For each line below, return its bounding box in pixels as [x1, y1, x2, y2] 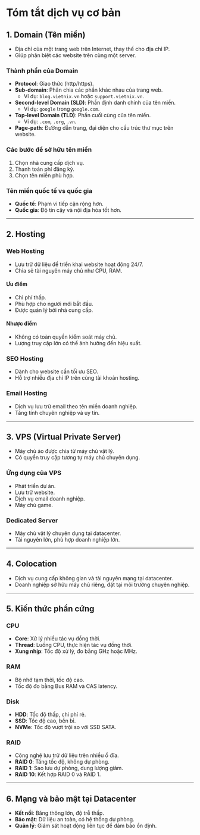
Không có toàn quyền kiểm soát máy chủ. [14, 333, 117, 340]
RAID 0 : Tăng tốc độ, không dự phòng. [14, 758, 110, 765]
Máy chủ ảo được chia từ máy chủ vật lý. [14, 448, 114, 455]
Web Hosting [6, 247, 45, 255]
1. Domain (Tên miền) [6, 30, 86, 40]
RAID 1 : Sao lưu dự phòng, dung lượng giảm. [14, 765, 124, 772]
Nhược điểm [6, 320, 37, 327]
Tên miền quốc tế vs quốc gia [6, 186, 93, 195]
